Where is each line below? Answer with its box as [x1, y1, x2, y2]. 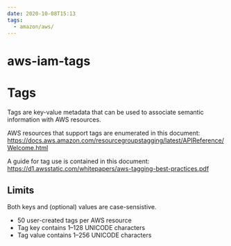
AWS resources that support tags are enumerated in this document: [7, 129, 200, 137]
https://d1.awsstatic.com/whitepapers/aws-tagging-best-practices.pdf [7, 164, 209, 172]
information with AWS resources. [7, 115, 102, 124]
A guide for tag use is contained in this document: [7, 157, 150, 165]
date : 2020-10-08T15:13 [7, 10, 76, 17]
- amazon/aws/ [13, 23, 54, 30]
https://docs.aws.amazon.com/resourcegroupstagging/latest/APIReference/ [7, 136, 224, 145]
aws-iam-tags [7, 53, 91, 69]
